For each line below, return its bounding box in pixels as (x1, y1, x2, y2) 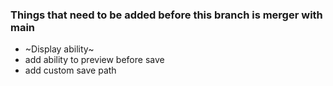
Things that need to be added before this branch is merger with (10, 8, 323, 22)
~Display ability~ (24, 43, 95, 55)
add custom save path (24, 64, 117, 77)
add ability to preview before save (24, 54, 165, 66)
